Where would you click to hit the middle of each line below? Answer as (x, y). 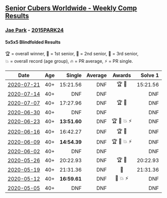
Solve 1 (150, 75)
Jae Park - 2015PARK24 (35, 30)
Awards (122, 75)
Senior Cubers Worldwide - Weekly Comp (71, 8)
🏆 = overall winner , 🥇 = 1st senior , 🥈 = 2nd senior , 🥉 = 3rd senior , (72, 53)
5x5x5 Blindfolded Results (33, 42)
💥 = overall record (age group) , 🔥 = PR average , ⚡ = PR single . (69, 61)
